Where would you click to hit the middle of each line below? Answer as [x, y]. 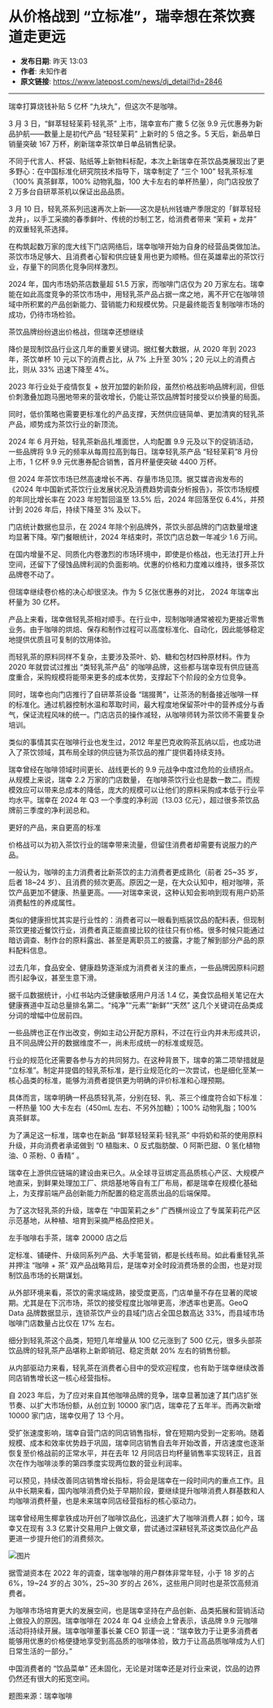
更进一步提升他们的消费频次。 [58, 1538]
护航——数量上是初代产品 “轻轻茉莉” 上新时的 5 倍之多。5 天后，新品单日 [138, 133]
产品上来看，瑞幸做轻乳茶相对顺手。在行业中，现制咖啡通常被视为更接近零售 [136, 619]
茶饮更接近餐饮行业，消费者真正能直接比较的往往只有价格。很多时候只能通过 [136, 930]
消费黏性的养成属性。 [44, 902]
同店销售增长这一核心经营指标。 [62, 1377]
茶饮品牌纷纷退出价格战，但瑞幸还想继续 [76, 332]
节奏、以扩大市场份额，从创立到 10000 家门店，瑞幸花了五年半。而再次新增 [135, 1405]
